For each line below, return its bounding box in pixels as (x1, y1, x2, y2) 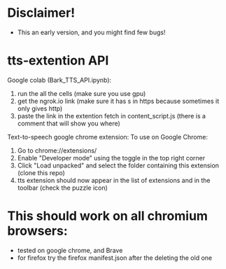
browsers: (7, 223, 68, 239)
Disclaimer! (7, 5, 76, 21)
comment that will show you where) (17, 119, 120, 127)
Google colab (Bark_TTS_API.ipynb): (7, 76, 112, 84)
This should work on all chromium (7, 208, 209, 224)
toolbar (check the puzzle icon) (17, 184, 108, 192)
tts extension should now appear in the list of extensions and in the (17, 176, 211, 184)
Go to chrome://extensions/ (17, 146, 97, 155)
